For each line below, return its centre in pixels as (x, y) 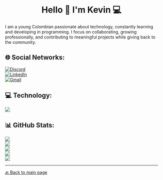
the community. (21, 42)
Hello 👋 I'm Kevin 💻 (81, 10)
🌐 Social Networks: (35, 58)
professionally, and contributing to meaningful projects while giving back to (80, 37)
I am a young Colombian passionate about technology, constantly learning (79, 27)
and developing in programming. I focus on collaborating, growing (71, 32)
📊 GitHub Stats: (30, 125)
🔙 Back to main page (26, 172)
